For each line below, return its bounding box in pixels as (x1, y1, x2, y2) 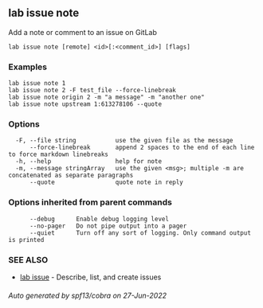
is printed (8, 236, 45, 244)
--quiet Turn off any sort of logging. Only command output (29, 228, 251, 237)
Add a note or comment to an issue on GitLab (8, 27, 157, 37)
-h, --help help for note (15, 158, 162, 166)
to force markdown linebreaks (8, 150, 109, 158)
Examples (8, 61, 48, 72)
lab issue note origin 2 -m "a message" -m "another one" (8, 93, 205, 102)
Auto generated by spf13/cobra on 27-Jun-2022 (8, 290, 167, 300)
